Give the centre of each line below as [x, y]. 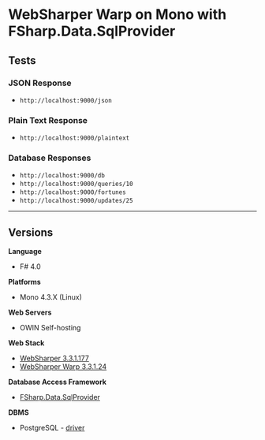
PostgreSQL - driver [52, 428]
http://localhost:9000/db [62, 176]
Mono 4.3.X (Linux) [51, 297]
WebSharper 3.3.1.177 [54, 358]
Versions [31, 232]
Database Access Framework [57, 382]
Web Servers [30, 312]
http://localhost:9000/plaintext [75, 138]
